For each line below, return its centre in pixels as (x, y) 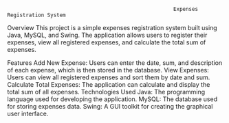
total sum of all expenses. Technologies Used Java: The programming (106, 92)
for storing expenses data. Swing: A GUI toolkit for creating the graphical (110, 106)
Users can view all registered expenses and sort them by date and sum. (109, 77)
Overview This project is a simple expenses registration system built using (112, 28)
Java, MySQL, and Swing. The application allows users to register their (107, 35)
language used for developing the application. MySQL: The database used (112, 99)
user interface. (28, 113)
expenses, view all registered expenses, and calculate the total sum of (107, 42)
